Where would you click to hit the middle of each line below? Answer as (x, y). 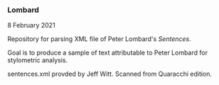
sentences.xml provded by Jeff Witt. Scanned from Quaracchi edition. (109, 74)
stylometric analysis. (38, 60)
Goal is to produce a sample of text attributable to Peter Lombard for (108, 53)
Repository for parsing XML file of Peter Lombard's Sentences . (99, 39)
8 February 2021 (31, 25)
